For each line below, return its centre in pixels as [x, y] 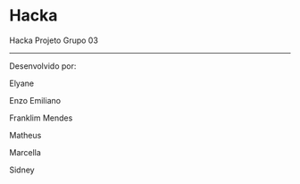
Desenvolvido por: [43, 66]
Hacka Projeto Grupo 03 [54, 40]
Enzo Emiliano [35, 100]
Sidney [22, 170]
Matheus [25, 135]
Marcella [25, 152]
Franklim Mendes [41, 118]
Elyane [21, 83]
